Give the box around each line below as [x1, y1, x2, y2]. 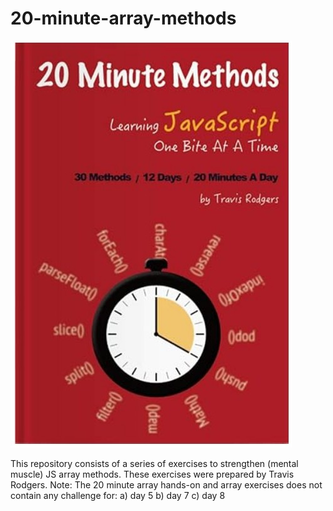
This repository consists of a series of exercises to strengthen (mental [10, 457, 299, 469]
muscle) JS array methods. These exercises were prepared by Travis [10, 468, 295, 480]
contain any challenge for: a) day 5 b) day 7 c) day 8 [10, 489, 226, 501]
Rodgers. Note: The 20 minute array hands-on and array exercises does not [10, 478, 323, 491]
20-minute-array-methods [10, 7, 237, 30]
